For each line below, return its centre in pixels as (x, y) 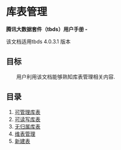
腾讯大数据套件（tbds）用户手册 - (47, 29)
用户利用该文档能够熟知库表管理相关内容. (66, 77)
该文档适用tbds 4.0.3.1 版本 (39, 41)
